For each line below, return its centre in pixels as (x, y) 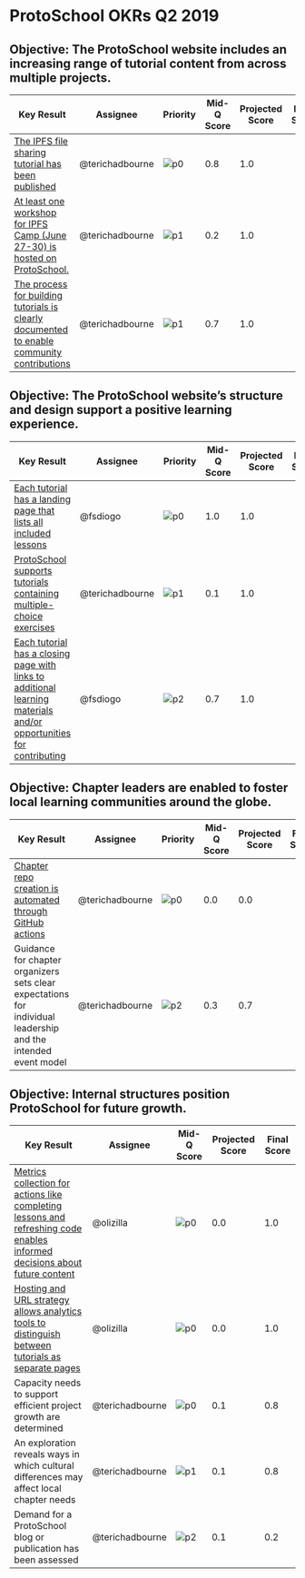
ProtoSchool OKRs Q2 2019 (114, 16)
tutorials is (36, 307)
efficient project (48, 1405)
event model (40, 1061)
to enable (34, 341)
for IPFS (31, 224)
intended (33, 1050)
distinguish (37, 1334)
